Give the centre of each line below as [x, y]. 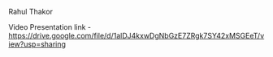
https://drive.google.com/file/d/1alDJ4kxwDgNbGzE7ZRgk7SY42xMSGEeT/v [136, 36]
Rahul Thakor [30, 12]
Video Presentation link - [50, 27]
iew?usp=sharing [37, 44]
